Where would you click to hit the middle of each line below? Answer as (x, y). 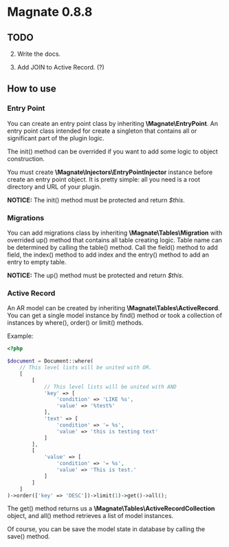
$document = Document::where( (51, 361)
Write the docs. (39, 54)
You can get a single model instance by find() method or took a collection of (115, 315)
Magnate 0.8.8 (50, 12)
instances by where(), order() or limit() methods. (75, 323)
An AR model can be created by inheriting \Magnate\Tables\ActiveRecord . (113, 308)
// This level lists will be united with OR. (86, 368)
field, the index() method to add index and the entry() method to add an (108, 255)
